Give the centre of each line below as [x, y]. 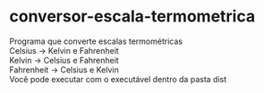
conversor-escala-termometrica [132, 17]
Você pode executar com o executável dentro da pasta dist [118, 79]
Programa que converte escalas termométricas [96, 41]
